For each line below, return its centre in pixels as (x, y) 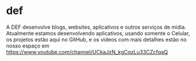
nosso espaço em (28, 46)
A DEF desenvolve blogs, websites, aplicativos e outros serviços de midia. (96, 27)
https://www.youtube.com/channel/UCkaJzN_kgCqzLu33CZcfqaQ (87, 52)
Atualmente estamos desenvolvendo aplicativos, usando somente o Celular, (98, 33)
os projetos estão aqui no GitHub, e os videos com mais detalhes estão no (97, 39)
